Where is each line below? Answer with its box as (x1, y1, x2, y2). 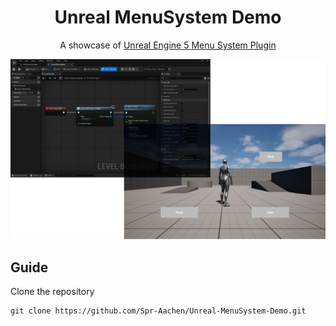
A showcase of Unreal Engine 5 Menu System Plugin (59, 39, 277, 51)
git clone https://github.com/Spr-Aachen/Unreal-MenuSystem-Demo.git (10, 306, 307, 316)
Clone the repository (10, 286, 95, 298)
